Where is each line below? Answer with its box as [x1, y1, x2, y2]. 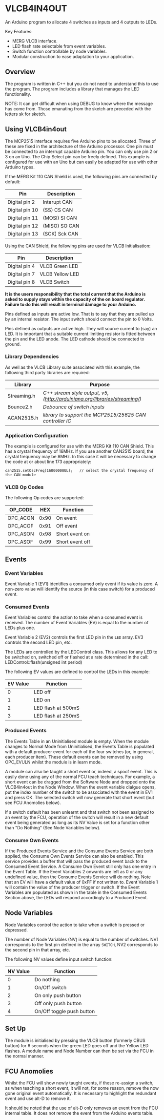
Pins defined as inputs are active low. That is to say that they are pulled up [5, 311, 155, 317]
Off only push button [34, 1000, 82, 1007]
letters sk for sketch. [5, 111, 46, 117]
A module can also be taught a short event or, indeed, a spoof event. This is [5, 768, 157, 774]
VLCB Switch [40, 278, 70, 285]
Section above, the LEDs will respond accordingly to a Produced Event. [5, 895, 148, 901]
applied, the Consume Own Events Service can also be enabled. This [5, 853, 144, 859]
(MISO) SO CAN [42, 222, 80, 229]
